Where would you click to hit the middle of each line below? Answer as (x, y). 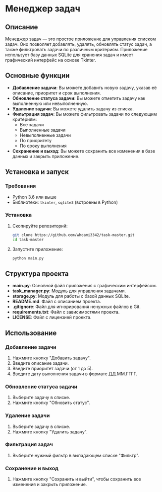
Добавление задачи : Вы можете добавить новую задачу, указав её (84, 87)
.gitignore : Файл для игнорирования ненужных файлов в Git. (77, 307)
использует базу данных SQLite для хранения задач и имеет (69, 55)
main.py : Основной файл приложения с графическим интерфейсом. (84, 286)
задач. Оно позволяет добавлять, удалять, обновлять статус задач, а (79, 44)
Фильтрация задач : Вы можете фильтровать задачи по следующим (84, 114)
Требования (21, 186)
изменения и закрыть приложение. (50, 485)
